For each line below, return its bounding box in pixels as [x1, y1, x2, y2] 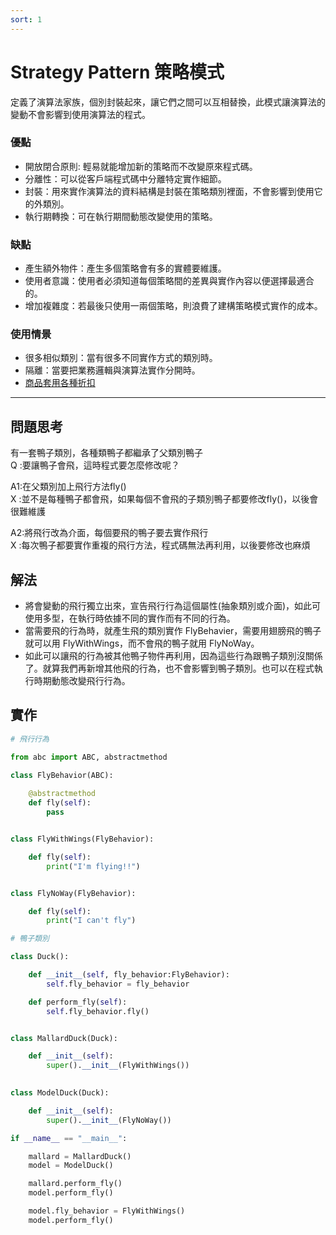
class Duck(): [10, 952, 70, 962]
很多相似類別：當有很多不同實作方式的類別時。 [24, 352, 218, 364]
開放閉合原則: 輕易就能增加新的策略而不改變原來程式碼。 [24, 160, 258, 172]
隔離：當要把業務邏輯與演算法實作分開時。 [24, 364, 201, 376]
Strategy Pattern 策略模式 [10, 61, 225, 83]
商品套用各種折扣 [24, 377, 96, 389]
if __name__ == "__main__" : [10, 1133, 128, 1143]
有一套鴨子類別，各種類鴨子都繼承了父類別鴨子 [10, 447, 203, 459]
